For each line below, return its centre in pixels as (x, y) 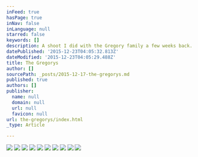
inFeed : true (23, 12)
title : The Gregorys (33, 63)
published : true (27, 80)
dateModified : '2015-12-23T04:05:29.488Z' (61, 57)
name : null (26, 97)
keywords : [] (23, 40)
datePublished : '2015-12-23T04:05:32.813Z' (63, 52)
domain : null (28, 102)
